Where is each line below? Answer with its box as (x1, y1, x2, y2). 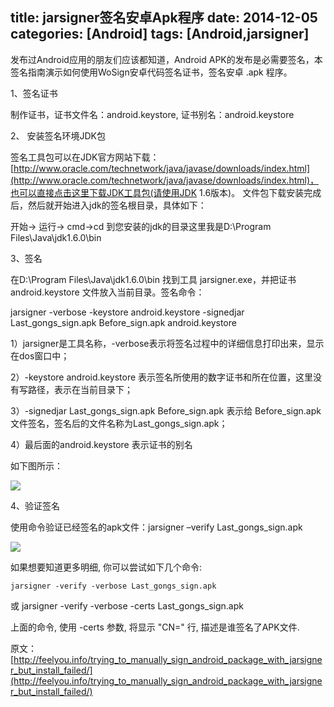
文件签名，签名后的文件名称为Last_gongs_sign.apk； (10, 417, 228, 429)
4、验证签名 (10, 499, 61, 512)
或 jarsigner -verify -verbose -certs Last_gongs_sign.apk (10, 599, 244, 612)
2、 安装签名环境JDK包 (10, 129, 106, 142)
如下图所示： (10, 459, 63, 472)
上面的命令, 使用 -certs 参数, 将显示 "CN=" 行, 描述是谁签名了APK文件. (10, 621, 300, 633)
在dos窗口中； (10, 349, 70, 362)
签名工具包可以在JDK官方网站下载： (10, 151, 160, 163)
